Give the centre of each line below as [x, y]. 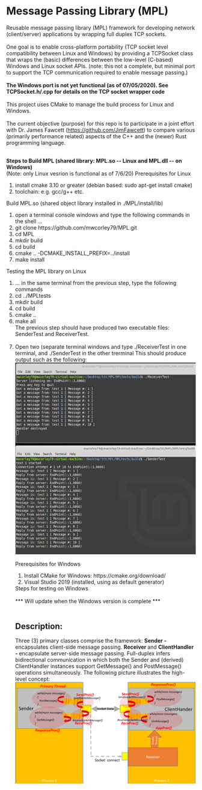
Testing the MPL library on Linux [46, 271]
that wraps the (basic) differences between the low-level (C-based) [90, 60]
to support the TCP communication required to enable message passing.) [97, 72]
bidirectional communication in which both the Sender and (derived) [99, 660]
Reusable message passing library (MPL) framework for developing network [101, 28]
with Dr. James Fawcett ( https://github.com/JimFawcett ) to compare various [101, 130]
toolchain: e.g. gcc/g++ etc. [49, 191]
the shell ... [29, 221]
